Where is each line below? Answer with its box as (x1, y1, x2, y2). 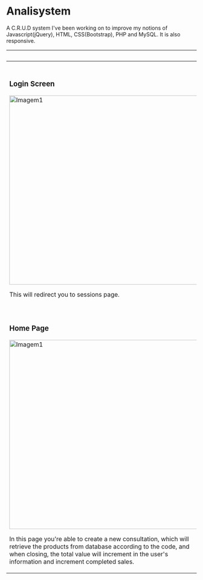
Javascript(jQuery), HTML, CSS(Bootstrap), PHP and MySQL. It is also (6, 30, 181, 38)
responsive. (6, 37, 36, 44)
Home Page (9, 324, 50, 334)
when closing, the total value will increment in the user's (9, 550, 169, 558)
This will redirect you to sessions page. (9, 290, 120, 298)
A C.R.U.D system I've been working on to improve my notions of (6, 24, 168, 31)
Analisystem (6, 4, 71, 18)
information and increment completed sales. (9, 557, 135, 565)
